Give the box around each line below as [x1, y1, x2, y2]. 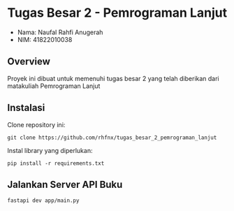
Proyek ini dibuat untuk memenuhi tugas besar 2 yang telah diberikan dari [7, 74, 220, 82]
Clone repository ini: [7, 120, 66, 129]
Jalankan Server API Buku [7, 178, 123, 190]
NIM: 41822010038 [17, 35, 73, 43]
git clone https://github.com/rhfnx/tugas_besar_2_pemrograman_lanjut [7, 134, 217, 141]
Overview [7, 56, 51, 68]
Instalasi [7, 102, 45, 114]
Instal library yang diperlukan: [7, 146, 93, 154]
